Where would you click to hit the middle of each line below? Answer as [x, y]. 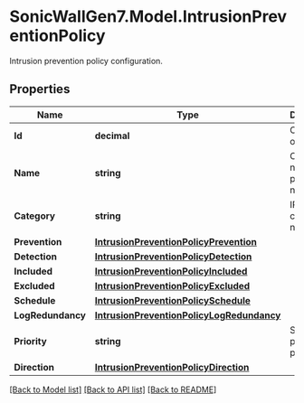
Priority [30, 341]
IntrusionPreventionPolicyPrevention [176, 241]
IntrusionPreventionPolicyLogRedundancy [188, 315]
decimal [112, 136]
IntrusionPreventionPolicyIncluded [171, 271]
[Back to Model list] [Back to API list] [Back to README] [113, 389]
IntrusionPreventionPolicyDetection [173, 257]
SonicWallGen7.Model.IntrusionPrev [148, 17]
